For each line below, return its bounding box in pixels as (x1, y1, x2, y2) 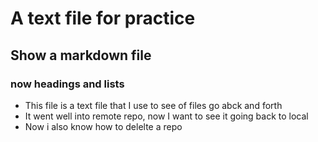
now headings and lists (10, 77, 125, 91)
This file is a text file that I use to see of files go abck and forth (24, 99, 283, 111)
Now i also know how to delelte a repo (24, 120, 183, 132)
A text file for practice (10, 7, 196, 30)
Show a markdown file (10, 47, 152, 64)
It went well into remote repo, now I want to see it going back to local (24, 110, 309, 122)
